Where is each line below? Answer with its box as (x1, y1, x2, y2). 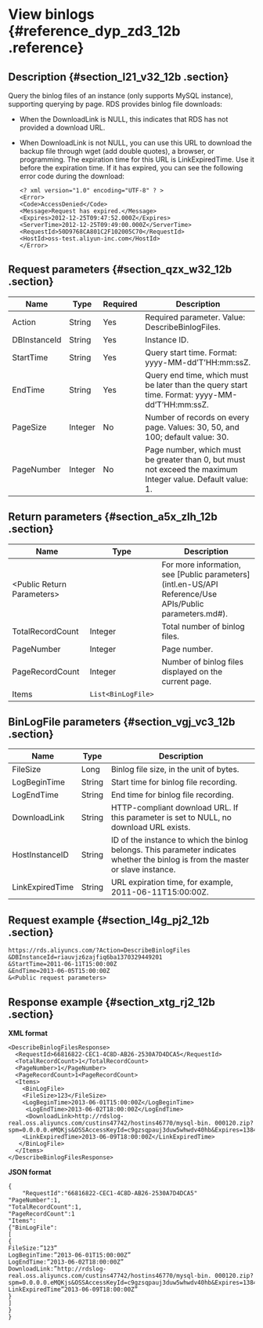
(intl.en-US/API (161, 579, 218, 590)
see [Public (161, 569, 204, 580)
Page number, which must (144, 444, 241, 455)
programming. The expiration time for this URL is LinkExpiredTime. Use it (19, 155, 254, 164)
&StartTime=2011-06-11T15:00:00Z (8, 960, 117, 968)
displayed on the (161, 666, 223, 677)
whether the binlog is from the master (110, 854, 250, 865)
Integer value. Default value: (144, 474, 249, 485)
